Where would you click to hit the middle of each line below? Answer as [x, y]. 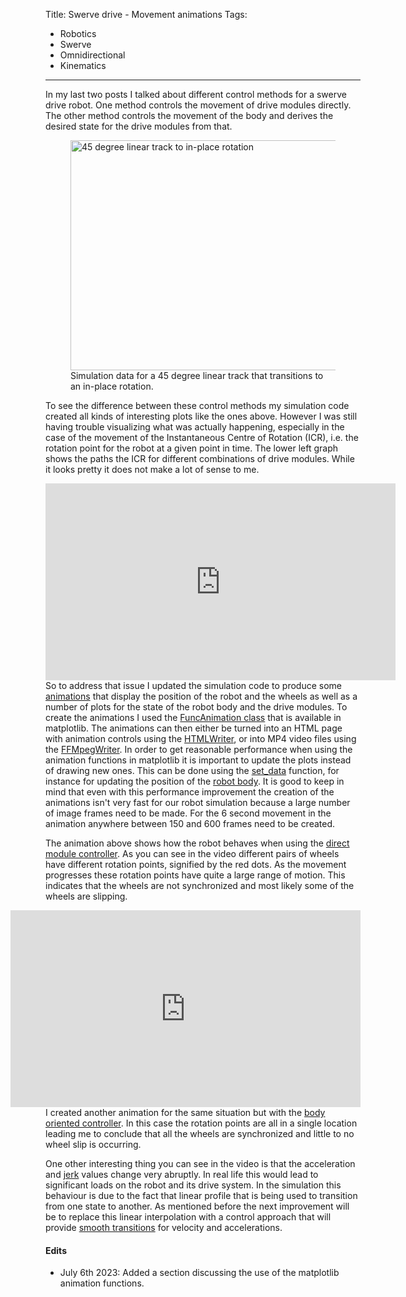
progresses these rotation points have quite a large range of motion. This [195, 875]
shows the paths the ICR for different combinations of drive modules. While [200, 458]
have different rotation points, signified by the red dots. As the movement [196, 864]
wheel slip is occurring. [93, 1144]
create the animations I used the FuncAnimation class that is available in [193, 717]
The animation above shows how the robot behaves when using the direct [197, 843]
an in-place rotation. [112, 386]
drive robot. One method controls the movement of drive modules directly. [198, 105]
